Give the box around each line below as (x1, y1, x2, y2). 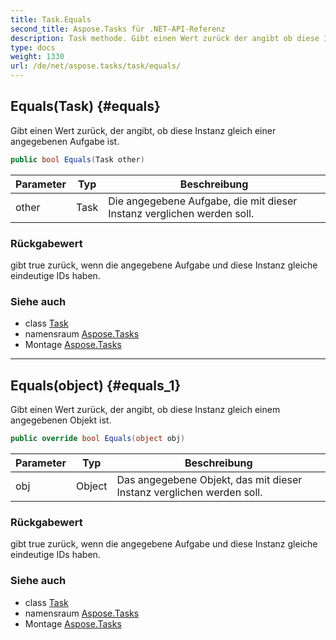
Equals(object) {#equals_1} (10, 377, 182, 394)
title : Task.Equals (10, 14, 92, 25)
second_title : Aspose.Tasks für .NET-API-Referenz (10, 24, 226, 34)
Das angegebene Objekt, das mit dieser (116, 472, 303, 486)
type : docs (10, 42, 56, 53)
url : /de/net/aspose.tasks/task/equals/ (10, 61, 182, 71)
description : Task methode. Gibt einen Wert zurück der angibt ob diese (10, 33, 320, 43)
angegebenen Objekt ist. (10, 414, 112, 426)
